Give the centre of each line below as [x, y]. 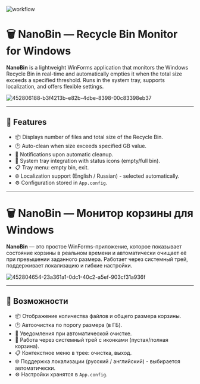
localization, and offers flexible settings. [55, 86]
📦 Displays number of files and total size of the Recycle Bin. [89, 137]
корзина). [27, 346]
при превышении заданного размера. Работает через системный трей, [97, 259]
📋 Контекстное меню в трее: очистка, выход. [73, 352]
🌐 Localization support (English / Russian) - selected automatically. [97, 176]
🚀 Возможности [37, 301]
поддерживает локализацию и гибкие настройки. [69, 265]
